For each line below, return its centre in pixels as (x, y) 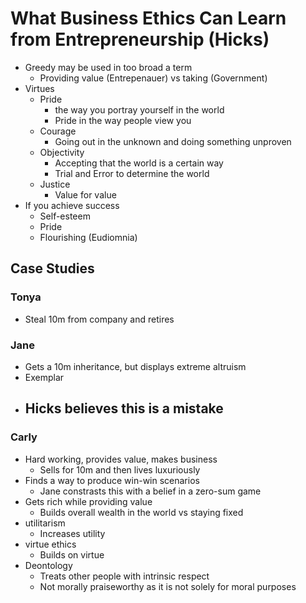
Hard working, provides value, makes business (121, 459)
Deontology (48, 565)
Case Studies (52, 268)
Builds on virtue (72, 554)
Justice (55, 184)
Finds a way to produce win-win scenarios (112, 480)
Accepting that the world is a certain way (139, 163)
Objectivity (62, 152)
